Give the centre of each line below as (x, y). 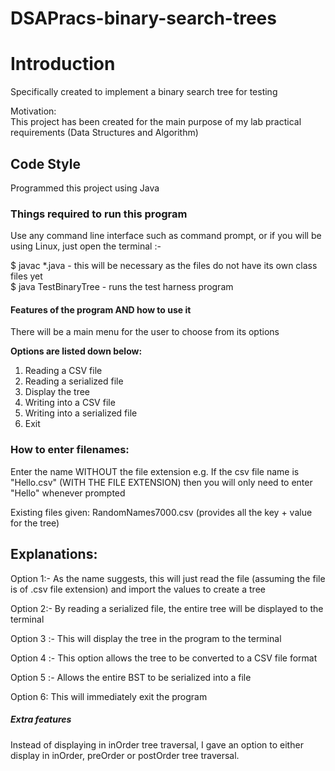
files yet (26, 276)
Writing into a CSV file (70, 403)
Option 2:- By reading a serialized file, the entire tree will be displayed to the (167, 608)
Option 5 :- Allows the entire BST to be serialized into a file (131, 677)
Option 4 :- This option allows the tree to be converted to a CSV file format (164, 658)
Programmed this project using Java (85, 188)
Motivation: (33, 111)
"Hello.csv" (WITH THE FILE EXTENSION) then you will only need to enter (161, 482)
